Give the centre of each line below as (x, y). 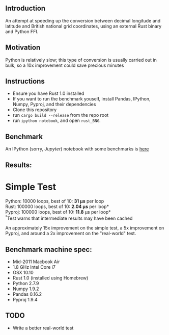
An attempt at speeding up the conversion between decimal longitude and (83, 20)
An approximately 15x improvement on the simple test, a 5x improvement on (85, 228)
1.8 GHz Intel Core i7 (34, 267)
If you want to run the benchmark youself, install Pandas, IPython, (82, 99)
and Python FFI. (22, 31)
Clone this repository (35, 110)
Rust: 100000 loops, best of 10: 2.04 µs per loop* (57, 207)
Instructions (25, 81)
